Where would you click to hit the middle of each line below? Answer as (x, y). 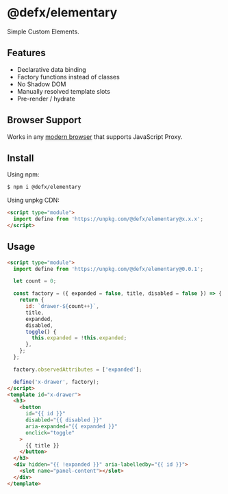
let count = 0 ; (35, 281)
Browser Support (45, 120)
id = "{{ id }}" (46, 414)
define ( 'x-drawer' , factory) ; (56, 382)
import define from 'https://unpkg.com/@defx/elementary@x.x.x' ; (109, 219)
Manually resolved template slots (64, 91)
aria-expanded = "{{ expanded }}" (71, 426)
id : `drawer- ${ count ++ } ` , (62, 307)
